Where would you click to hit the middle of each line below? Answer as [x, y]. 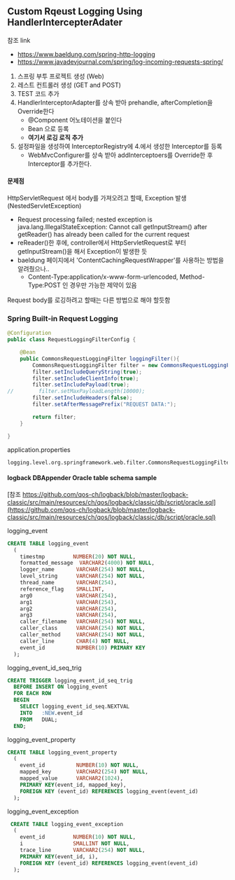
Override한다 [36, 111]
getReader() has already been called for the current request [104, 235]
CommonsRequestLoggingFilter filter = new [95, 365]
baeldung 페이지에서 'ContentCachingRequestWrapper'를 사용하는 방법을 [121, 260]
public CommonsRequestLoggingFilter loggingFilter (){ [100, 359]
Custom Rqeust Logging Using [75, 12]
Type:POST [44, 285]
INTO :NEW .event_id [51, 713]
